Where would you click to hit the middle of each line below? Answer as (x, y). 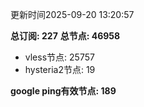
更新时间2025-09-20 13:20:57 (72, 14)
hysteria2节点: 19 (60, 69)
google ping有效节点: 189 (63, 91)
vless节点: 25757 (59, 57)
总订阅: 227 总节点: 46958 (65, 36)
